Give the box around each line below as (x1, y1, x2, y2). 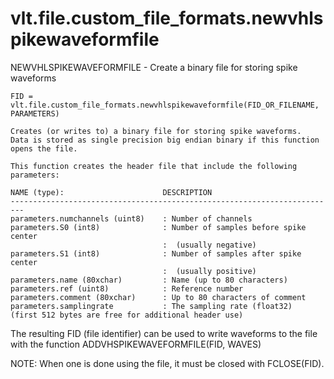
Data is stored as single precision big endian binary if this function (10, 135, 320, 145)
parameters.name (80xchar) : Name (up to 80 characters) (10, 275, 288, 285)
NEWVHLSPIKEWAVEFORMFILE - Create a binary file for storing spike (10, 61, 298, 73)
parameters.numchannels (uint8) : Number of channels (10, 213, 253, 224)
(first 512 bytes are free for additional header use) (10, 310, 244, 320)
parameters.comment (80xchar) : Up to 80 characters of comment (10, 292, 307, 302)
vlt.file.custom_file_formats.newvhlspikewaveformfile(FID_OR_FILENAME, (10, 100, 320, 110)
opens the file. (10, 143, 78, 154)
